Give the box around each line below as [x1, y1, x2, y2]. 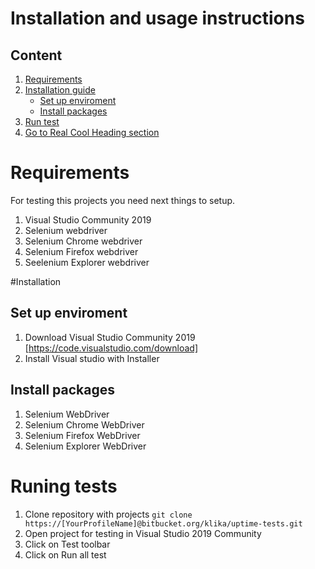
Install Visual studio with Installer [24, 352, 160, 364]
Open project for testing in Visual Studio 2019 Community [24, 527, 262, 539]
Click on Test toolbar [24, 538, 111, 550]
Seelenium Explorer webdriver [24, 256, 150, 268]
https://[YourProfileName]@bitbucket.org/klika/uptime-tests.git [24, 518, 303, 529]
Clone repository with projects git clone [24, 508, 193, 520]
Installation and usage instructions [10, 7, 305, 30]
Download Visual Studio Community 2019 [24, 331, 196, 343]
